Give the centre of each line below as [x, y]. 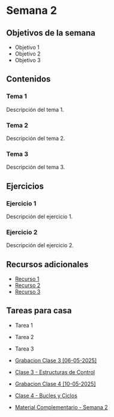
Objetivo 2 [28, 54]
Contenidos [28, 79]
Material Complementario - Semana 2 [61, 407]
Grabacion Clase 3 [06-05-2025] [56, 360]
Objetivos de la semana [51, 33]
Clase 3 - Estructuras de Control [55, 372]
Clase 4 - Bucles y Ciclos [46, 395]
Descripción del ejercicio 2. [40, 245]
